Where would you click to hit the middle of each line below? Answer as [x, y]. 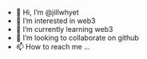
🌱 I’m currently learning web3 [64, 29]
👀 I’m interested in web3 [56, 21]
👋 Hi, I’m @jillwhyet [47, 12]
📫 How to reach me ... [53, 47]
